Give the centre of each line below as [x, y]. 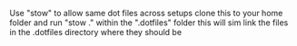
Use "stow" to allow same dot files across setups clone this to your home [146, 13]
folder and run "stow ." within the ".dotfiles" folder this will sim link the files [149, 23]
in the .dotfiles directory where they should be [96, 32]
